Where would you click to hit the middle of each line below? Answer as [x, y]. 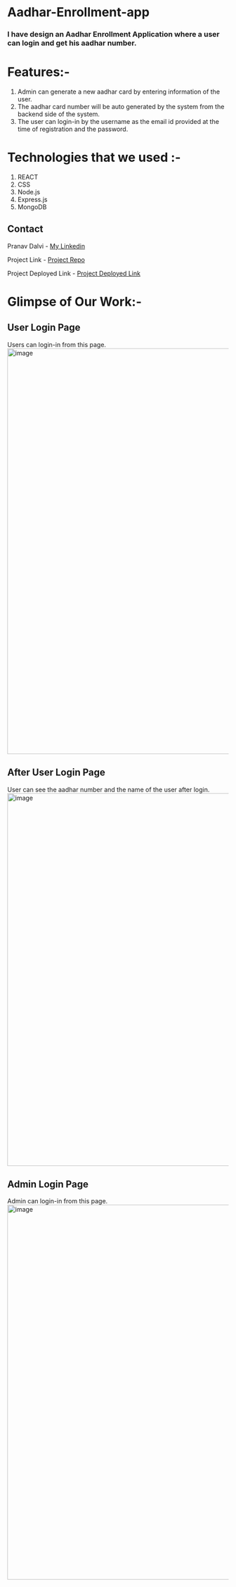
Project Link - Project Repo [46, 259]
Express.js [32, 199]
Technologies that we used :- [94, 157]
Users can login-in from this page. [57, 344]
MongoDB [32, 207]
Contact [25, 229]
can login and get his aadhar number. [72, 43]
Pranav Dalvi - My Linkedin [46, 246]
